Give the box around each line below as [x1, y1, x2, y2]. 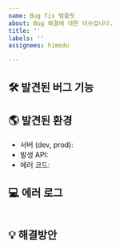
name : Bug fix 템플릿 [8, 11, 76, 20]
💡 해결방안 [8, 228, 58, 242]
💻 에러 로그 [8, 186, 63, 199]
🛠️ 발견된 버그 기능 [8, 80, 94, 94]
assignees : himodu [8, 42, 69, 50]
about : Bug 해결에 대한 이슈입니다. [8, 19, 113, 27]
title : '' [8, 27, 42, 35]
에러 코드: [19, 160, 50, 169]
